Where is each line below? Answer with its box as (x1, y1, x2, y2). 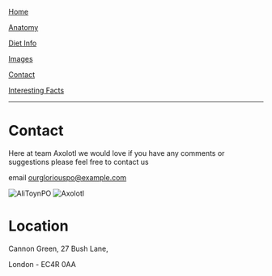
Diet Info (8, 38, 37, 48)
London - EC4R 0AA (8, 259, 77, 269)
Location (8, 217, 69, 235)
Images (8, 54, 34, 63)
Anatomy (8, 23, 39, 32)
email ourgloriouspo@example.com (8, 172, 127, 182)
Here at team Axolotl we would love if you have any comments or (8, 148, 225, 157)
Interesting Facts (8, 85, 65, 95)
